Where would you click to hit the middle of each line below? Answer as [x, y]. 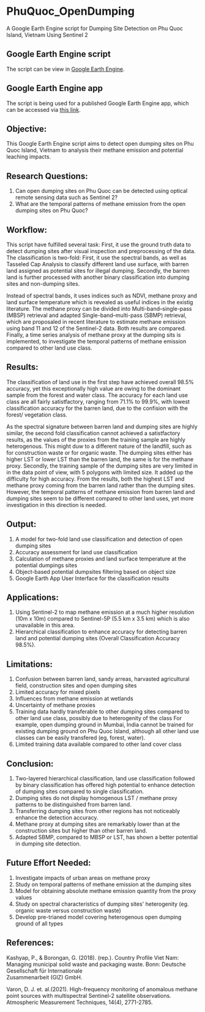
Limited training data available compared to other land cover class [98, 744]
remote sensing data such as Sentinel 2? [66, 197]
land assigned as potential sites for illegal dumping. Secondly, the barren [98, 271]
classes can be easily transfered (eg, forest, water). [80, 738]
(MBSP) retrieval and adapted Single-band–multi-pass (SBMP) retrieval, [96, 315]
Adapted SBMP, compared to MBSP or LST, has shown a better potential [106, 837]
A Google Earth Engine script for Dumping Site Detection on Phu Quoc [95, 28]
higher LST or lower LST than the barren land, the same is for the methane [100, 459]
